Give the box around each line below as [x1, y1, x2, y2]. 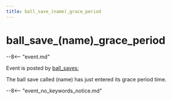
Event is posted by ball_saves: [6, 64, 80, 71]
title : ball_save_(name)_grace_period [6, 8, 101, 15]
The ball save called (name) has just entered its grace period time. [6, 75, 167, 82]
